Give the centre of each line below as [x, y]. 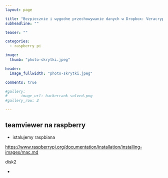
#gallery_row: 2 [22, 101]
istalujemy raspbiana [34, 137]
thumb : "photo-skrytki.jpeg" [40, 60]
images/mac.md [22, 152]
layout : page [19, 10]
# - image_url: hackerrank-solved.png [49, 96]
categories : [17, 41]
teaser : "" [16, 32]
